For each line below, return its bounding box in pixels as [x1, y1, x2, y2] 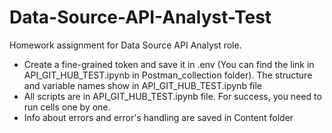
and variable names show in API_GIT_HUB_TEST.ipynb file [23, 79, 263, 91]
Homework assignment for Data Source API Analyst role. [9, 39, 242, 51]
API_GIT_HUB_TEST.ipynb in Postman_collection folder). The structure [23, 69, 313, 81]
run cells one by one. [23, 101, 111, 113]
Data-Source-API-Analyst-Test [9, 6, 272, 29]
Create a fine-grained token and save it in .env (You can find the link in [23, 58, 315, 70]
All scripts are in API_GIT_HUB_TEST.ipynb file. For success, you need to [23, 90, 322, 102]
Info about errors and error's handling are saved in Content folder [23, 111, 294, 123]
